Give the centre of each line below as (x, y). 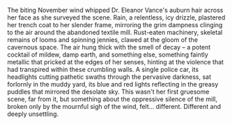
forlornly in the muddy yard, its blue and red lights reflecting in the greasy (113, 84)
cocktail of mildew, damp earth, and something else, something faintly (108, 54)
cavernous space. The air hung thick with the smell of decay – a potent (109, 47)
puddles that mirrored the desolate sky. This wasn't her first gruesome (108, 91)
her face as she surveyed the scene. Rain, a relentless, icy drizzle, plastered (116, 17)
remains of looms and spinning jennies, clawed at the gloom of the (103, 40)
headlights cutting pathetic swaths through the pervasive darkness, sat (109, 77)
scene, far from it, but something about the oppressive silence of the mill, (113, 99)
